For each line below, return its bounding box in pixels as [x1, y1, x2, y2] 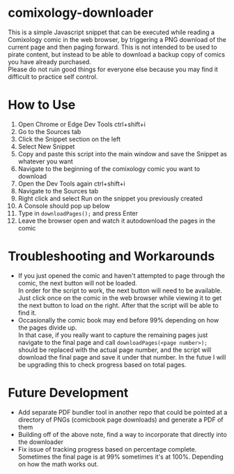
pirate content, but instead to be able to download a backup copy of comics [8, 50, 226, 59]
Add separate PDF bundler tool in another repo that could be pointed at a [17, 408, 228, 416]
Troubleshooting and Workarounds [8, 249, 215, 265]
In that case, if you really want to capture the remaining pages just [17, 330, 208, 339]
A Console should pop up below [17, 201, 110, 210]
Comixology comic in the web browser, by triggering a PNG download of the [8, 35, 227, 43]
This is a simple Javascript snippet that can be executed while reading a [8, 28, 215, 36]
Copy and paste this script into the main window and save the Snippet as [17, 149, 227, 158]
